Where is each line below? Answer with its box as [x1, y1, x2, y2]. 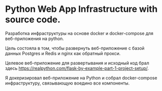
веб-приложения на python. [5, 36, 64, 42]
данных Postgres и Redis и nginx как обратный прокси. [5, 50, 121, 56]
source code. [5, 14, 61, 25]
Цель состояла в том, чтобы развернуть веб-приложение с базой [5, 45, 145, 51]
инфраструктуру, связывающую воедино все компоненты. [5, 80, 130, 86]
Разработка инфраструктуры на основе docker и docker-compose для [5, 30, 154, 36]
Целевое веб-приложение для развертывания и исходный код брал [5, 60, 150, 66]
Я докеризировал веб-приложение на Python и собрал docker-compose [5, 75, 158, 81]
